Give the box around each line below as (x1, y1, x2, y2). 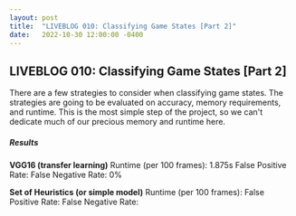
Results (9, 136, 39, 147)
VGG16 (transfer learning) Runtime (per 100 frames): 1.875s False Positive (9, 160, 287, 171)
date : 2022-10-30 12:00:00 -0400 (9, 30, 144, 39)
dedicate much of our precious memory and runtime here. (9, 117, 226, 127)
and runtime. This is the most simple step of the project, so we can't (9, 107, 263, 117)
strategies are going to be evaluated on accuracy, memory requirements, (9, 97, 282, 108)
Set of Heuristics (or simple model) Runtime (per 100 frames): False (9, 187, 265, 198)
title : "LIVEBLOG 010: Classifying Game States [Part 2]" (9, 22, 237, 31)
